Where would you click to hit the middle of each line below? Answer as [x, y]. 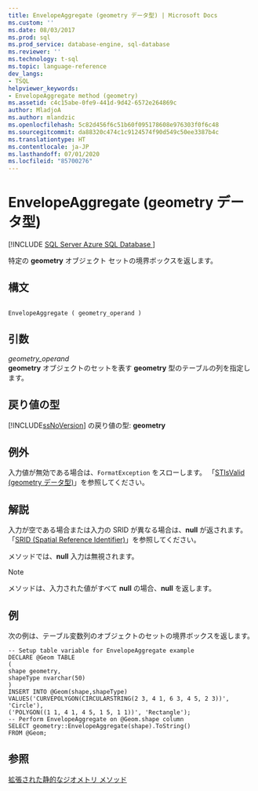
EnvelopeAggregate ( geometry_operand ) [75, 313]
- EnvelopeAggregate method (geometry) [73, 96]
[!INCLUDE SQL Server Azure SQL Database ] [82, 245]
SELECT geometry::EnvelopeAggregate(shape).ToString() [100, 726]
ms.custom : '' [31, 23]
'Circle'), [26, 705]
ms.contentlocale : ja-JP [49, 147]
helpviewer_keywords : [44, 88]
